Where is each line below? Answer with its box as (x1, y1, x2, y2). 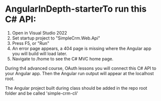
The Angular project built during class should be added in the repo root (5, 85, 147, 91)
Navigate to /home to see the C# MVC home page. (12, 56, 113, 61)
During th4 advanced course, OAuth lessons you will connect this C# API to (5, 65, 157, 71)
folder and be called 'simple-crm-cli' (5, 90, 79, 96)
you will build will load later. (12, 50, 67, 57)
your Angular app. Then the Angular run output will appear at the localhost (5, 70, 154, 76)
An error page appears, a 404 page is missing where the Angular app (12, 45, 152, 51)
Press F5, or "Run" (12, 40, 50, 46)
